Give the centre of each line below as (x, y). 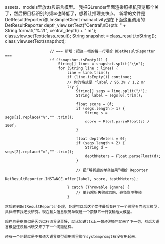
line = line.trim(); (88, 73)
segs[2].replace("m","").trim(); (40, 152)
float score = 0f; (95, 104)
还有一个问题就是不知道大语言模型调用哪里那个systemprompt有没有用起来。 (72, 237)
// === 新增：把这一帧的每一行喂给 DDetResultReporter (102, 51)
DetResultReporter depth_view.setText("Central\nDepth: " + (66, 25)
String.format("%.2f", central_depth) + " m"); (51, 30)
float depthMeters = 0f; (102, 139)
